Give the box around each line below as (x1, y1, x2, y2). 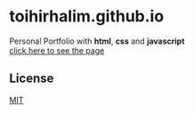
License (9, 71, 54, 86)
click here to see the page (9, 45, 105, 55)
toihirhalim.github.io (9, 6, 165, 27)
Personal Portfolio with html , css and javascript (9, 36, 185, 46)
